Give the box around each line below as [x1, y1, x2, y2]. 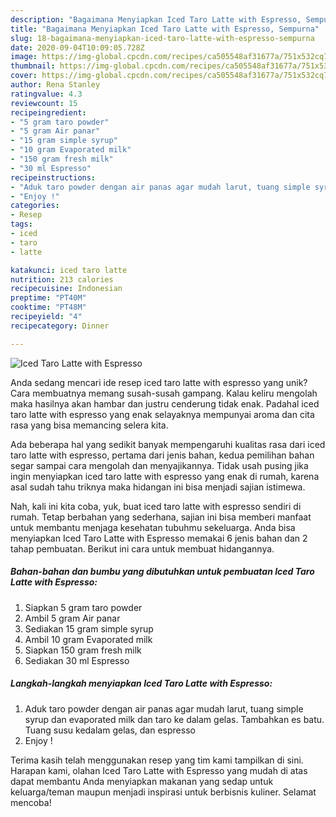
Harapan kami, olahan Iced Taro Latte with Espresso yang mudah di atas [10, 764, 308, 776]
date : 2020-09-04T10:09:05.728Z [10, 42, 145, 53]
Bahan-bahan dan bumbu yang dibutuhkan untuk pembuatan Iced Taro [10, 566, 315, 578]
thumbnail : [10, 61, 56, 71]
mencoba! [10, 796, 52, 808]
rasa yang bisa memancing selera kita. [10, 419, 169, 431]
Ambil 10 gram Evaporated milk [24, 633, 153, 645]
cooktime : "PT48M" [10, 302, 87, 313]
